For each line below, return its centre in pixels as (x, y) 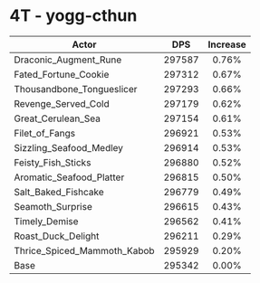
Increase (227, 44)
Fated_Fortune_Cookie (62, 74)
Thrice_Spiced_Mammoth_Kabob (85, 250)
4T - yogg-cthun (73, 16)
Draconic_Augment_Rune (68, 60)
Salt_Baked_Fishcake (59, 192)
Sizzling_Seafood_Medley (69, 147)
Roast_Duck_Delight (57, 236)
